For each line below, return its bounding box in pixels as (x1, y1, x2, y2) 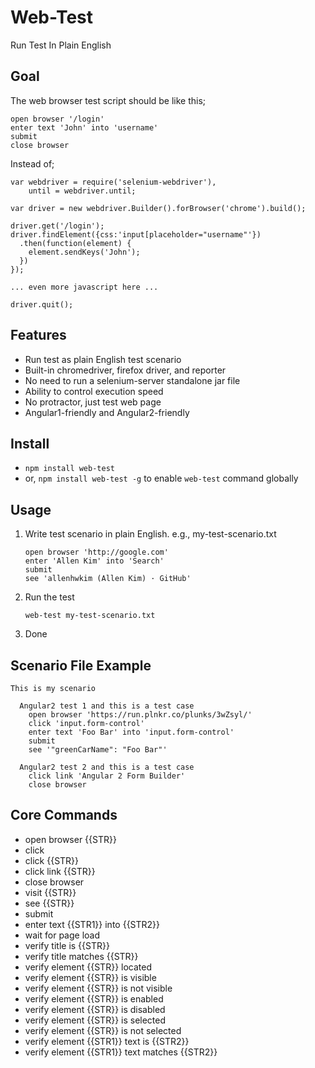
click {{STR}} (24, 854, 80, 866)
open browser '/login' (10, 114, 105, 124)
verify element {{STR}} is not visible (24, 982, 173, 994)
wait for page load (24, 929, 101, 941)
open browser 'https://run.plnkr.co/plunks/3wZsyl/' (28, 710, 253, 720)
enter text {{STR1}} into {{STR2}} (24, 918, 161, 930)
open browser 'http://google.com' (24, 547, 169, 558)
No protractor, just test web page (24, 396, 162, 408)
